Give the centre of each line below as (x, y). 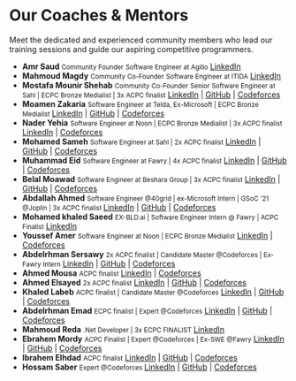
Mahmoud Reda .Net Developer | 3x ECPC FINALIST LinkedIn (123, 329)
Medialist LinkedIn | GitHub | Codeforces (93, 113)
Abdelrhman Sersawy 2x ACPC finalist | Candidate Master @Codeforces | (142, 254)
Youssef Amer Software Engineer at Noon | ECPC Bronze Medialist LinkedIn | (147, 235)
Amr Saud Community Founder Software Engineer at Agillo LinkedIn (131, 66)
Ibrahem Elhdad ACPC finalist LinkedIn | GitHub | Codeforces (130, 357)
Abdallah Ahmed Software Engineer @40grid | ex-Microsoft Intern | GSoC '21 (145, 198)
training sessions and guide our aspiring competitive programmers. (131, 49)
